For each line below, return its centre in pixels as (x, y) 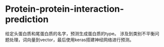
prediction (27, 19)
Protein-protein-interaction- (65, 9)
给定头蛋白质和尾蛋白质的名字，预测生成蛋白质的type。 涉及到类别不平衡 (80, 33)
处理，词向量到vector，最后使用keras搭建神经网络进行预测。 (72, 40)
